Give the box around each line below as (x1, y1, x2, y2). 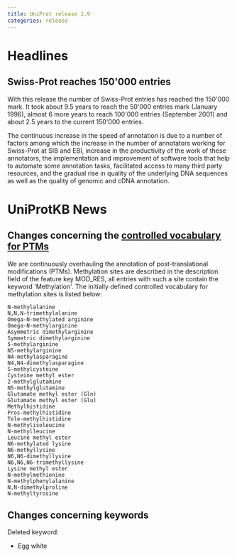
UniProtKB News (7, 201, 108, 217)
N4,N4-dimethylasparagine (7, 359, 84, 367)
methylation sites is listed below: (7, 289, 103, 298)
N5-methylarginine (7, 347, 62, 354)
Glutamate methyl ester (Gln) (7, 390, 97, 398)
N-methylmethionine (7, 471, 65, 478)
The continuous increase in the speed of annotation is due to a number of (7, 131, 223, 139)
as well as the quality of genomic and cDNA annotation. (7, 176, 170, 185)
